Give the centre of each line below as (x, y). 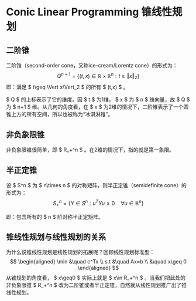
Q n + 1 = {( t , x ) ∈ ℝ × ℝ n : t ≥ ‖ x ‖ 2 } (98, 76)
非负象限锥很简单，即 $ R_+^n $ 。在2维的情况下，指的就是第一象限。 (90, 150)
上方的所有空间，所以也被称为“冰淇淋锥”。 (62, 114)
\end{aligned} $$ (98, 268)
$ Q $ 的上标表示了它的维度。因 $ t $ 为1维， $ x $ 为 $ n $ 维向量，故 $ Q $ (98, 100)
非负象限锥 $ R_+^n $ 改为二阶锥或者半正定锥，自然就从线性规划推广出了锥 (97, 285)
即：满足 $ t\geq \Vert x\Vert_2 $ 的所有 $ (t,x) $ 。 (67, 87)
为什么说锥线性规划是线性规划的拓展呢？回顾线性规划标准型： (80, 252)
